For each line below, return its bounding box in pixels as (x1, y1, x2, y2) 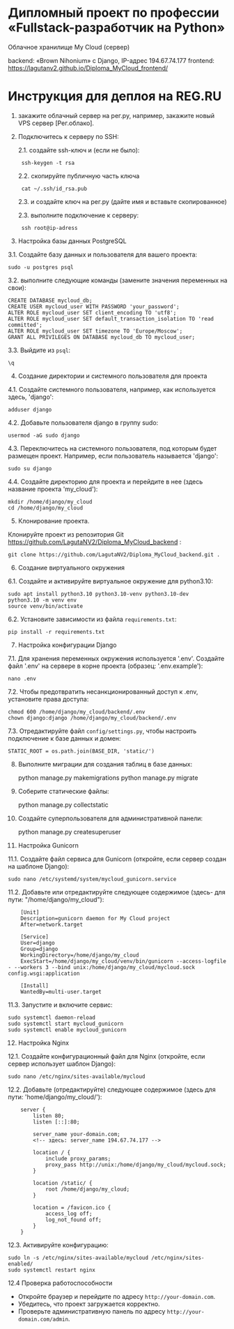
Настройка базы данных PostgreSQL (17, 236, 127, 245)
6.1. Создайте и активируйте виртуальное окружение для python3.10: (8, 576, 213, 585)
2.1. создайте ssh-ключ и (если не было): (17, 145, 140, 154)
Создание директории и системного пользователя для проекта (17, 372, 208, 380)
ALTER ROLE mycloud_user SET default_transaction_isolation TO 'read (8, 315, 214, 322)
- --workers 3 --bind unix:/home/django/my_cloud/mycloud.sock (8, 964, 196, 971)
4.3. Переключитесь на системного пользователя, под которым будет (8, 444, 217, 452)
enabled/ (8, 1260, 33, 1268)
